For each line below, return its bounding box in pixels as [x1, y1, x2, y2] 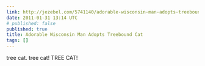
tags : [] [6, 37, 29, 43]
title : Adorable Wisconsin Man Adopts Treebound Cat [6, 32, 143, 38]
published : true [6, 26, 48, 32]
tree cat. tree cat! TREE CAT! [6, 54, 78, 61]
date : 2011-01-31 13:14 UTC [6, 15, 78, 21]
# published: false [6, 20, 56, 26]
